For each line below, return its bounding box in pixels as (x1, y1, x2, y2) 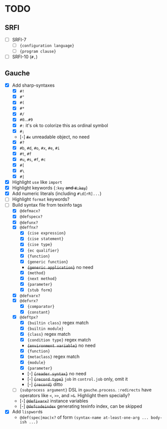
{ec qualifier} (27, 248, 59, 253)
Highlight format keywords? (12, 196, 70, 203)
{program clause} (19, 49, 57, 54)
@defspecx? (19, 214, 43, 219)
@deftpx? (19, 315, 38, 320)
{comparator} (27, 304, 55, 309)
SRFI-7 (12, 36, 26, 43)
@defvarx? (19, 293, 41, 298)
